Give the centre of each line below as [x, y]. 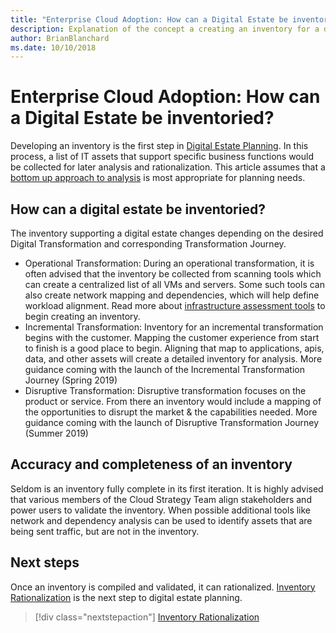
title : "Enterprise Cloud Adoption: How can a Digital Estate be [149, 19]
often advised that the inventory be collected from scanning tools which [173, 274]
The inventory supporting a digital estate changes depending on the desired [167, 233]
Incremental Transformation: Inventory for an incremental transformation [174, 327]
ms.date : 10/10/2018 [53, 47]
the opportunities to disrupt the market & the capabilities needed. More [171, 412]
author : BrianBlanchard [60, 38]
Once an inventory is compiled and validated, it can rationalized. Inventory [163, 587]
